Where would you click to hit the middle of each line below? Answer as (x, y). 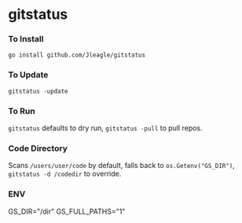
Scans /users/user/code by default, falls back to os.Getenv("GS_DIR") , (122, 166)
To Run (22, 111)
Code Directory (38, 148)
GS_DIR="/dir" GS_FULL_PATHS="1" (67, 211)
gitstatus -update (38, 91)
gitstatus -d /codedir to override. (65, 174)
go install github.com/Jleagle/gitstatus (77, 55)
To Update (28, 75)
